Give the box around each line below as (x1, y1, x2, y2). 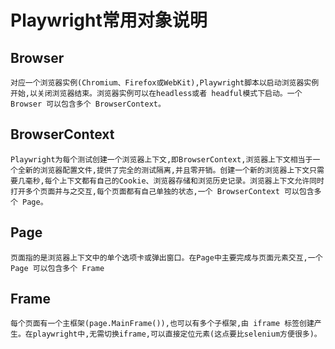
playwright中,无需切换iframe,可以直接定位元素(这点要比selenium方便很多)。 (32, 329, 322, 340)
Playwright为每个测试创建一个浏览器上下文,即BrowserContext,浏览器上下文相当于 (10, 154, 313, 165)
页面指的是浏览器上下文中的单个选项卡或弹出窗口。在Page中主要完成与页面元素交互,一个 (10, 252, 323, 263)
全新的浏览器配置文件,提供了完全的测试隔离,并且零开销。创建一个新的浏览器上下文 (17, 165, 310, 175)
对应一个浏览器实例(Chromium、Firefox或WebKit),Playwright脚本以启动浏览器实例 (10, 78, 320, 88)
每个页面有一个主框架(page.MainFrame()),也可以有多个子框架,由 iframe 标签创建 (10, 319, 315, 329)
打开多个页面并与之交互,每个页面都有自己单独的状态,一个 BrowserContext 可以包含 (10, 186, 315, 196)
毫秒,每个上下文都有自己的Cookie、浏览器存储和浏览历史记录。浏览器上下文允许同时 (24, 176, 325, 186)
